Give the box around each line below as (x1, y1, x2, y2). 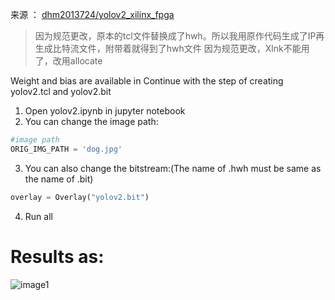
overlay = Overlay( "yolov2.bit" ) (10, 192, 150, 202)
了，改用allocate (34, 55, 103, 67)
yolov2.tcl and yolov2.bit (10, 86, 112, 97)
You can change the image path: (24, 116, 159, 127)
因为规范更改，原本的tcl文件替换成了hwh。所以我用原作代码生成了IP (34, 30, 317, 42)
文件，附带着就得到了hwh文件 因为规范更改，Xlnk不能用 (78, 43, 310, 54)
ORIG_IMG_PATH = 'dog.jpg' (10, 144, 123, 154)
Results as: (10, 245, 105, 268)
